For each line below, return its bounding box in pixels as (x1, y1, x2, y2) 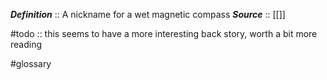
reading (10, 39, 43, 50)
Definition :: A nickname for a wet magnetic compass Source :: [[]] (10, 9, 286, 20)
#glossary (10, 58, 52, 69)
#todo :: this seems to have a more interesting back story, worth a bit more (10, 28, 318, 39)
